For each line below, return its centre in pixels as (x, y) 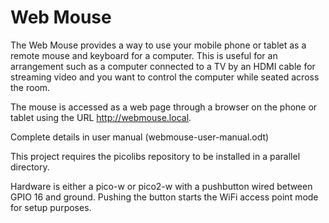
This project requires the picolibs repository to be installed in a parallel (155, 156)
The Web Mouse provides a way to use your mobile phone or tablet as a (158, 45)
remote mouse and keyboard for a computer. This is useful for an (144, 55)
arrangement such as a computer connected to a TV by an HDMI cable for (163, 66)
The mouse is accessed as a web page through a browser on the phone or (164, 107)
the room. (30, 87)
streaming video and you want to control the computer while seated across (165, 77)
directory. (30, 167)
